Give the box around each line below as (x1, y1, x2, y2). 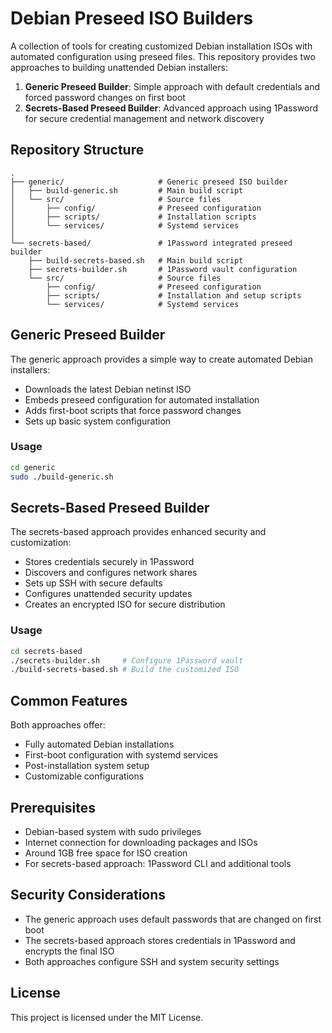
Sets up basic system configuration (24, 415, 172, 427)
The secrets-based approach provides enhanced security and (10, 526, 267, 538)
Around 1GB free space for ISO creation (24, 847, 188, 859)
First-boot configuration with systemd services (24, 749, 219, 761)
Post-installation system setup (24, 760, 150, 772)
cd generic (10, 462, 56, 472)
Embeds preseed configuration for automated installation (24, 393, 260, 406)
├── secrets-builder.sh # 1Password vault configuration (28, 264, 298, 274)
